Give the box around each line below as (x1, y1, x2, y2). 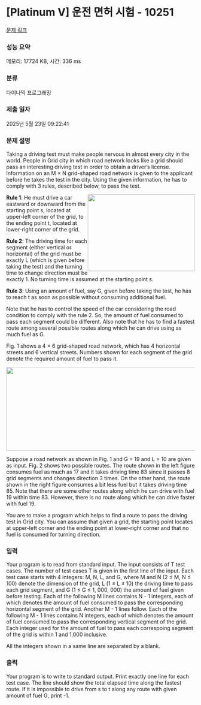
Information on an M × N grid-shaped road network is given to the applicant (6, 170, 193, 177)
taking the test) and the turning (6, 263, 83, 270)
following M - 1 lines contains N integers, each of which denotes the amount (6, 612, 194, 619)
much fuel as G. (6, 331, 45, 338)
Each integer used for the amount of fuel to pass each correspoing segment (6, 625, 193, 632)
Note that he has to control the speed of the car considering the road (6, 305, 176, 312)
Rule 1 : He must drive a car (6, 194, 73, 201)
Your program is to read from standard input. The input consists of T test (6, 561, 185, 568)
